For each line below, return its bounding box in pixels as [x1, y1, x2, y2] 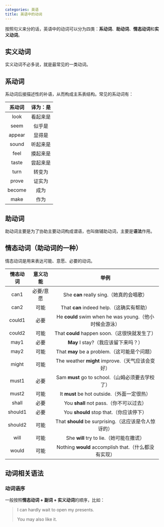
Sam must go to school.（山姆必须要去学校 [56, 374, 155, 381]
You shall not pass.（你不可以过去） [64, 400, 147, 407]
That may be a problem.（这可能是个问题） [56, 348, 155, 355]
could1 [9, 316, 25, 323]
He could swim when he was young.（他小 [56, 313, 155, 320]
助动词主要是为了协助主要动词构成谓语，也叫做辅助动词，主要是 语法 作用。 [5, 228, 155, 234]
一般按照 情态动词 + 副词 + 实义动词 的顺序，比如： [5, 497, 105, 503]
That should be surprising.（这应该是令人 [55, 418, 151, 425]
